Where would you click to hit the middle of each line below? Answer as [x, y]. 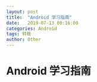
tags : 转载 [19, 34]
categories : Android [32, 28]
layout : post [22, 12]
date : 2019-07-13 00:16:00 [42, 23]
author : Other [24, 40]
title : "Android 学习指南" [39, 17]
